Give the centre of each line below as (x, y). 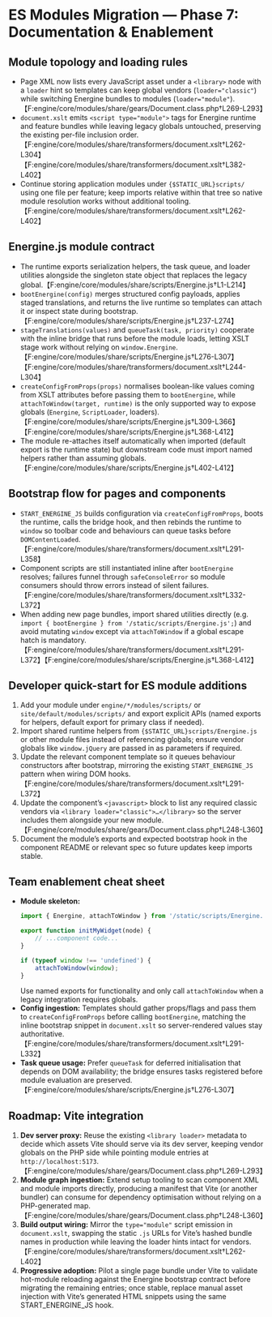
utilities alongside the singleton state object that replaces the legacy (134, 275)
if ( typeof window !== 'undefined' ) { (85, 960)
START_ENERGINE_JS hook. (67, 1305)
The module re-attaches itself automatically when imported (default (133, 440)
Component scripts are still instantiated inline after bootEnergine (127, 568)
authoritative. (42, 1034)
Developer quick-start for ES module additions (128, 686)
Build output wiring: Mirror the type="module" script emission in (126, 1225)
